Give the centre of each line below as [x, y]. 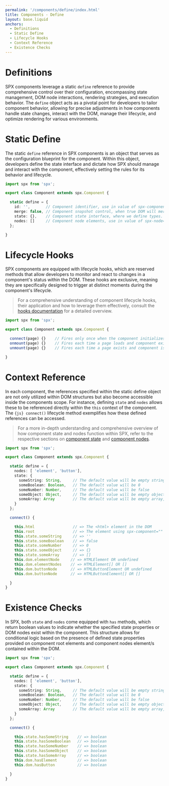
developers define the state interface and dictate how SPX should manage [82, 164]
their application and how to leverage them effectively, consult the [86, 306]
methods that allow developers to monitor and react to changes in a [75, 274]
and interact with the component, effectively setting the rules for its [75, 169]
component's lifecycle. [29, 291]
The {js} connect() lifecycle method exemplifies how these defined [76, 413]
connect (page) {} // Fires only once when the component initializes [88, 339]
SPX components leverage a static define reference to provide [70, 86]
